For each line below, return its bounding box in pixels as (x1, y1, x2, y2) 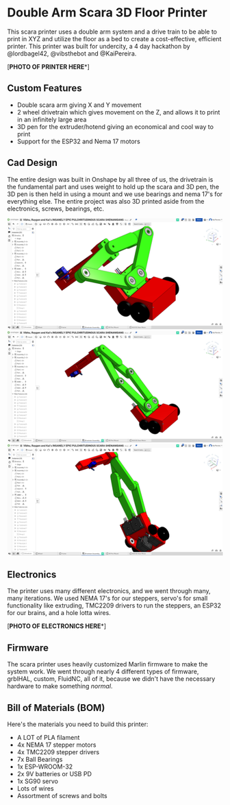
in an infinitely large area (16, 115, 87, 123)
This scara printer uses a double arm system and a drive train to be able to (7, 27, 218, 36)
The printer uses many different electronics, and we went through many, (7, 587, 211, 595)
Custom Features (7, 82, 82, 94)
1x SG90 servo (16, 777, 58, 786)
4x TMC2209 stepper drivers (16, 748, 100, 756)
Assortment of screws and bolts (16, 792, 107, 800)
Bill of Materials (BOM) (7, 701, 105, 714)
